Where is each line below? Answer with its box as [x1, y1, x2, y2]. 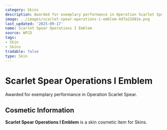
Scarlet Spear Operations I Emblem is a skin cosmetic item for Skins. [5, 119, 148, 125]
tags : [5, 35, 16, 40]
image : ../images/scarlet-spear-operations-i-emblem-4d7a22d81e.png [5, 16, 150, 21]
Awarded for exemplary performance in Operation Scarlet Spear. [5, 92, 138, 98]
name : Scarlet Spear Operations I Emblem [5, 26, 92, 31]
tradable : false [5, 49, 39, 54]
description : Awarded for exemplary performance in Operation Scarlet [5, 12, 155, 17]
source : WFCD [5, 30, 32, 35]
